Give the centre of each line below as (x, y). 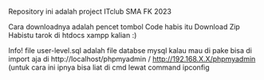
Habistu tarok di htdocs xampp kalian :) (73, 35)
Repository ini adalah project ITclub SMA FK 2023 (90, 11)
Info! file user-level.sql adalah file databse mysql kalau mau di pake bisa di (130, 50)
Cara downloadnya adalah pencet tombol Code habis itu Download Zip (124, 27)
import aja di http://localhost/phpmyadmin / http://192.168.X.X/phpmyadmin (132, 59)
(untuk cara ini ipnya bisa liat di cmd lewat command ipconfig (109, 67)
